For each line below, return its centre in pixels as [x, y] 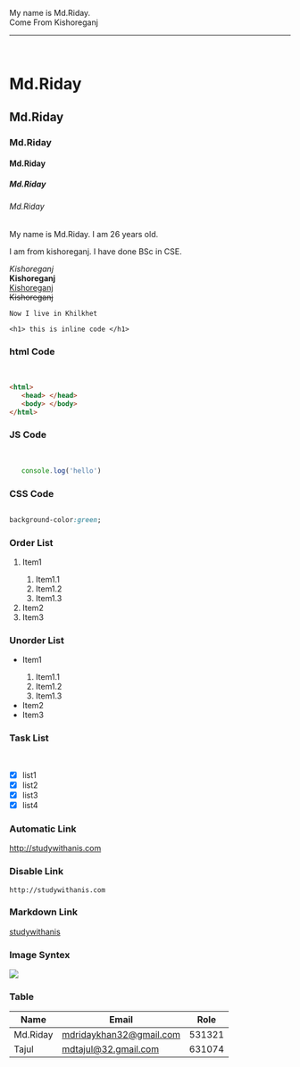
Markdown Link [44, 912]
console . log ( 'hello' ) [61, 471]
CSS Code [32, 493]
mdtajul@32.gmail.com [110, 1049]
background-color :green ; [55, 520]
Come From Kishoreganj [54, 22]
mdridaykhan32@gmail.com [121, 1035]
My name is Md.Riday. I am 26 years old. [84, 234]
